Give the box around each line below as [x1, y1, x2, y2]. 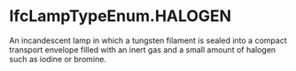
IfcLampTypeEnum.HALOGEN [9, 6, 232, 26]
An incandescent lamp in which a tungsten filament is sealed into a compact [9, 35, 287, 46]
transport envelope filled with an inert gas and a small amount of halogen [9, 44, 277, 54]
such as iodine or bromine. [9, 53, 106, 64]
